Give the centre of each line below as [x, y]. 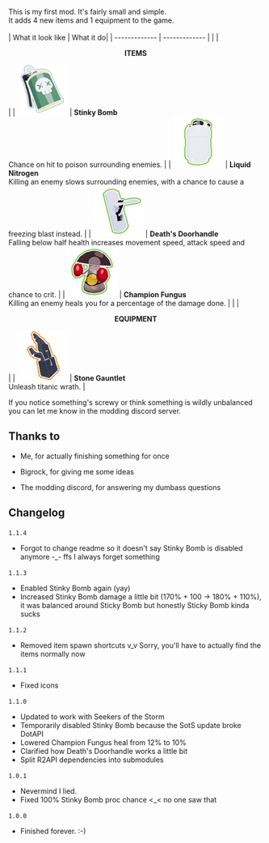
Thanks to [34, 436]
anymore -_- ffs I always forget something [90, 556]
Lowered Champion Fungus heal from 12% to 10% [103, 742]
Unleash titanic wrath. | [47, 387]
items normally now [53, 654]
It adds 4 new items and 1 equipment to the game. [92, 20]
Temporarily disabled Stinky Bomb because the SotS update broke [130, 725]
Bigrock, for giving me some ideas [77, 471]
